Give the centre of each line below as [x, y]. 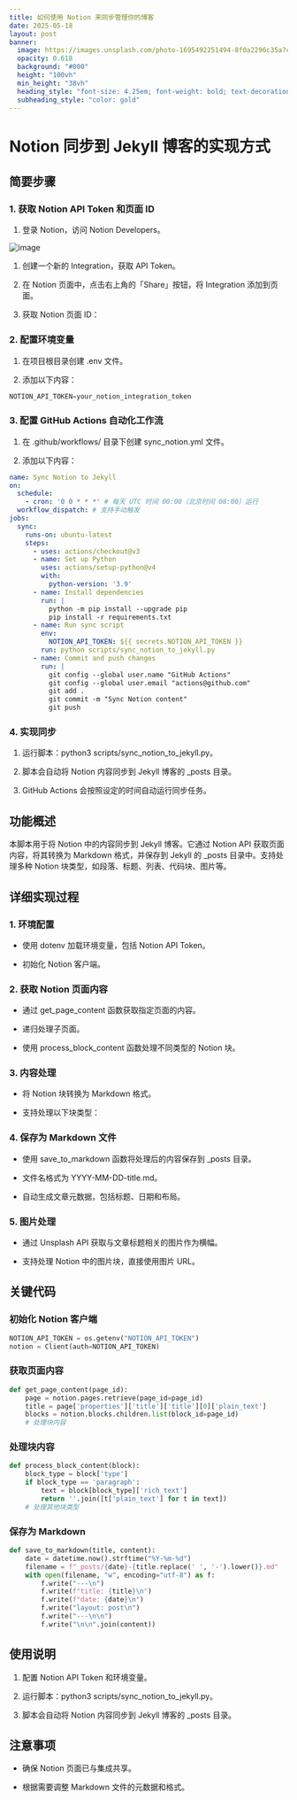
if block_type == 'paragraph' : [83, 1483]
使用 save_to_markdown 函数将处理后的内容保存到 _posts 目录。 [139, 1159]
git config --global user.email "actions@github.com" [149, 683]
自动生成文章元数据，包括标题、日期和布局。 [103, 1196]
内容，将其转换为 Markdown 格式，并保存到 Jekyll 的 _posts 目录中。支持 [143, 855]
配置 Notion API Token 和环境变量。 [87, 1677]
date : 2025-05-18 [41, 26]
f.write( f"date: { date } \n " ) [92, 1600]
